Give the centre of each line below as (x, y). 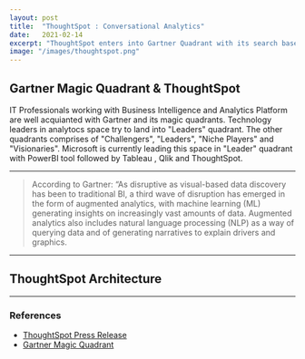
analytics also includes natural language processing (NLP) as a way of (163, 222)
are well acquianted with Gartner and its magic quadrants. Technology (141, 120)
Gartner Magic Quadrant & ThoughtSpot (125, 88)
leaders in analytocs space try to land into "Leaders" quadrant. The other (146, 129)
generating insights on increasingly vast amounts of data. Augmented (162, 213)
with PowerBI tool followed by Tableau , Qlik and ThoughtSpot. (126, 158)
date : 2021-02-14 (46, 34)
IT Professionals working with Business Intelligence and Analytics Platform (148, 110)
